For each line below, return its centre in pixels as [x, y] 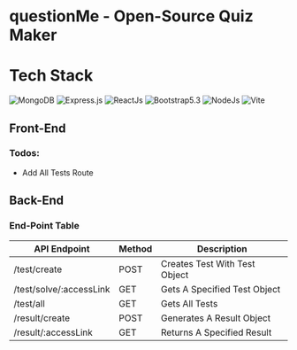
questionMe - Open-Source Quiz [131, 16]
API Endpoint [62, 248]
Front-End [38, 128]
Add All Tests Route [58, 172]
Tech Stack [51, 76]
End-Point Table [44, 226]
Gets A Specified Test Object [221, 289]
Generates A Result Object [216, 318]
